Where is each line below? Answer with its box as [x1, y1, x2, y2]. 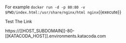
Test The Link [5, 19, 32, 24]
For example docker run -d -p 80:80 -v [5, 4, 85, 10]
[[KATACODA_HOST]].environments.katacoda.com [5, 33, 106, 39]
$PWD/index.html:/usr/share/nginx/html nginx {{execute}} [5, 9, 122, 15]
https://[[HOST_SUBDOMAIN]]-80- [5, 28, 75, 33]
